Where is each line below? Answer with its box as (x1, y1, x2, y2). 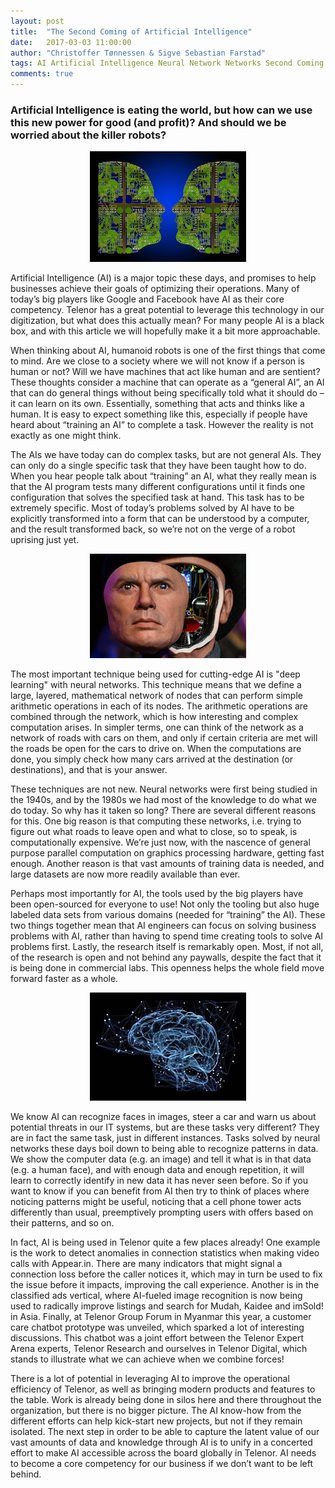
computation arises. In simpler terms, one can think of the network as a (10, 721, 304, 734)
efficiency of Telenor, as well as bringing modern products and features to (10, 1383, 316, 1395)
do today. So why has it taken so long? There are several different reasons (10, 805, 317, 817)
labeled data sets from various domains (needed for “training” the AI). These (10, 909, 326, 921)
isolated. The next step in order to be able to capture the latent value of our (10, 1426, 320, 1438)
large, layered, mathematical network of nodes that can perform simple (10, 690, 303, 702)
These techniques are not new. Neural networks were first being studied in (10, 783, 318, 795)
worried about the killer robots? (10, 128, 167, 142)
